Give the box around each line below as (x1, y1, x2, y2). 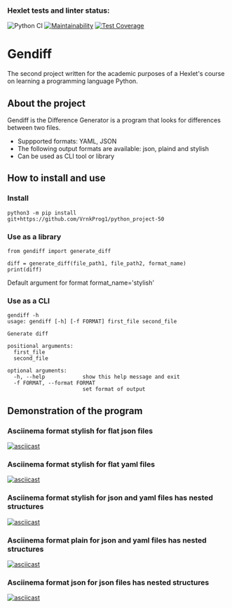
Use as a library (7, 231, 62, 241)
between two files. (7, 124, 61, 132)
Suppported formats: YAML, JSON (17, 137, 117, 145)
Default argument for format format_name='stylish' (7, 278, 155, 287)
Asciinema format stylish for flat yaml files (7, 459, 156, 469)
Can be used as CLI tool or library (17, 152, 115, 160)
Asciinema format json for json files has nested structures (7, 577, 210, 587)
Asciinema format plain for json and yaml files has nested (7, 535, 207, 545)
